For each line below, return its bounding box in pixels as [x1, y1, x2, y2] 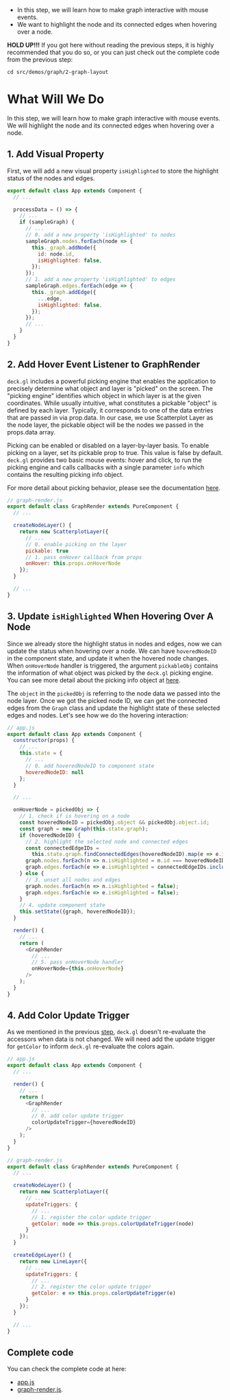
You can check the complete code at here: [7, 1365, 127, 1373]
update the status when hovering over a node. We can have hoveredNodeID [7, 647, 217, 655]
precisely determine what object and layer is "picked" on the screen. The [7, 384, 214, 393]
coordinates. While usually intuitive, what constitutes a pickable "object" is [7, 399, 217, 407]
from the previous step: [7, 56, 73, 64]
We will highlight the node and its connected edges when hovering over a [7, 121, 214, 130]
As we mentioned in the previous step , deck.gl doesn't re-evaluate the [7, 1028, 207, 1036]
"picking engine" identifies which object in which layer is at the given [7, 391, 202, 400]
